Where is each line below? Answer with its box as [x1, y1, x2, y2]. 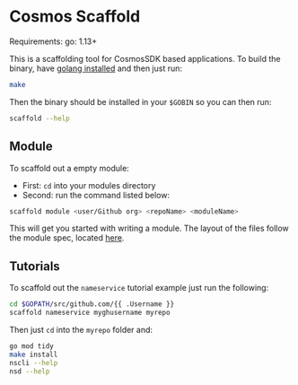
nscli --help [9, 358, 58, 367]
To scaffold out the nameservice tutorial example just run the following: [9, 283, 269, 293]
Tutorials [9, 258, 60, 274]
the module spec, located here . [9, 232, 125, 243]
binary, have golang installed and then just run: [9, 63, 182, 74]
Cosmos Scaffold [9, 6, 141, 27]
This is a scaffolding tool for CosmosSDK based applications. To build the [9, 53, 281, 64]
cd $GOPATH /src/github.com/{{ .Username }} [9, 300, 175, 309]
